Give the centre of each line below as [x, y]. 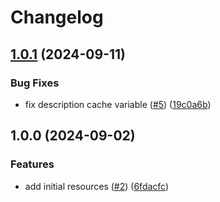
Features [32, 164]
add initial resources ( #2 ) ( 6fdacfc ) [97, 186]
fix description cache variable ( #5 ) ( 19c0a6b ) [118, 104]
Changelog [57, 17]
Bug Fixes [35, 83]
